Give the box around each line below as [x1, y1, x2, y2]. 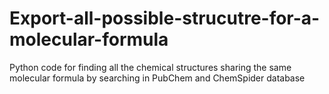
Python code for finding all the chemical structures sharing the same [9, 61, 292, 73]
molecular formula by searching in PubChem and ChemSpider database [9, 72, 306, 84]
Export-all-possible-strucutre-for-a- [9, 7, 321, 30]
